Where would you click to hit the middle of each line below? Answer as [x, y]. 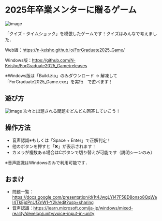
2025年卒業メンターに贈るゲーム [71, 10]
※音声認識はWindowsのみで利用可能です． [47, 162]
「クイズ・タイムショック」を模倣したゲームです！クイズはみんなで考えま [79, 33]
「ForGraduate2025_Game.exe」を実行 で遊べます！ [59, 81]
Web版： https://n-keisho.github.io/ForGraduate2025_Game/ [65, 50]
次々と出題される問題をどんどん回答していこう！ [72, 111]
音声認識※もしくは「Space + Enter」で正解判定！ [61, 140]
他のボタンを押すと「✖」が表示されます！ [54, 146]
